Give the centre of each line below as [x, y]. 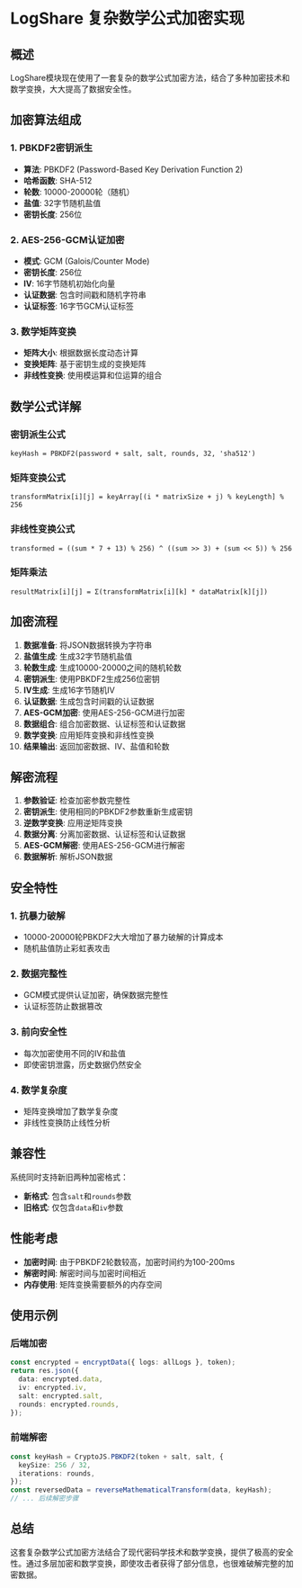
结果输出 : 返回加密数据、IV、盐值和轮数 [96, 746]
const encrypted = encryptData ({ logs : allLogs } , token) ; [123, 1363]
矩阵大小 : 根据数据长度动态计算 [80, 353]
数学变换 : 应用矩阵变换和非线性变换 [89, 735]
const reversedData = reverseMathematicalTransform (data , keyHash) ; [141, 1490]
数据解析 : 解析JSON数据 [68, 857]
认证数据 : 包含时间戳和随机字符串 [84, 294]
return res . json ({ [44, 1371]
